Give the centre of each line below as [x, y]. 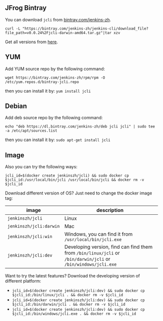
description [110, 210]
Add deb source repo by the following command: [54, 118]
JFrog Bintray [26, 8]
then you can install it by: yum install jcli [48, 91]
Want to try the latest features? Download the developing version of [73, 276]
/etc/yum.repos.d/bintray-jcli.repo [42, 82]
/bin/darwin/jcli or [87, 259]
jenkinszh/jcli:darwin [33, 226]
